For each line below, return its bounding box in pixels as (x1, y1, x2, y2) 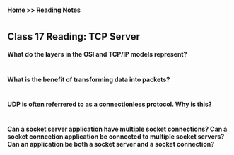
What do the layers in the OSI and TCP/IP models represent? (7, 50, 187, 59)
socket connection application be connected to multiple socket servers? (7, 132, 225, 141)
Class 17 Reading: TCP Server (7, 30, 140, 42)
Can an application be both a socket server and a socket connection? (7, 139, 215, 148)
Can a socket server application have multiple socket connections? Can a (7, 125, 228, 133)
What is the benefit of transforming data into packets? (7, 75, 170, 84)
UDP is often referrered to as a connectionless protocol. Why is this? (7, 100, 212, 108)
